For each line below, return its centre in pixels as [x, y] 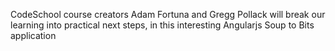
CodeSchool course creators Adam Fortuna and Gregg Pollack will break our [168, 14]
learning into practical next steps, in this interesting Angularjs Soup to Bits [162, 25]
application [33, 35]
